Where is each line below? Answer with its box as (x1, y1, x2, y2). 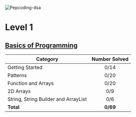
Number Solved (91, 56, 129, 62)
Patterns (7, 72, 27, 78)
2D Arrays (7, 88, 31, 94)
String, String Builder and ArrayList (7, 96, 87, 102)
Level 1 (5, 22, 33, 33)
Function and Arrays (7, 80, 54, 87)
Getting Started (7, 64, 43, 70)
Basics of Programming (5, 41, 78, 49)
